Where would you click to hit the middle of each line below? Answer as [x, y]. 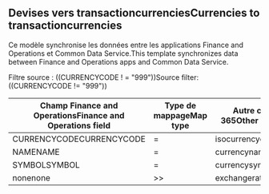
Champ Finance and [79, 105]
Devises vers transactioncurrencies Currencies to [134, 13]
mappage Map [181, 115]
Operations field [79, 125]
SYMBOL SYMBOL [46, 164]
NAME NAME [36, 152]
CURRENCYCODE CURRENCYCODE [79, 139]
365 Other [239, 121]
